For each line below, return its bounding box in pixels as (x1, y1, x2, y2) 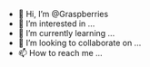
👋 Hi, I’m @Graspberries (17, 9, 109, 19)
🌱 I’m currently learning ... (17, 28, 115, 38)
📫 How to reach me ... (17, 48, 103, 58)
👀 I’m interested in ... (17, 18, 95, 29)
